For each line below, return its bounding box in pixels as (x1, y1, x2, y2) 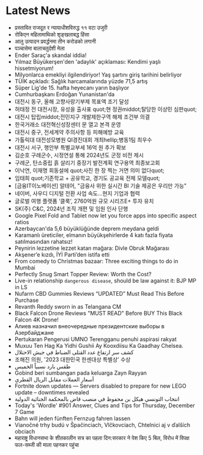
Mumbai (14, 264, 35, 271)
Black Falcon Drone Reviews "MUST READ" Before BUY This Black (14, 309, 183, 317)
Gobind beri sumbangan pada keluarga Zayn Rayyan (14, 369, 147, 377)
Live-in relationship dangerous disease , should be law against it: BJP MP (14, 277, 197, 284)
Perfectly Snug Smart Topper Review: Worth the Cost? (14, 270, 152, 277)
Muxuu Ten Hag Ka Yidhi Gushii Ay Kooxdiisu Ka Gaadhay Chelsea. (14, 342, 184, 349)
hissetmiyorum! (14, 64, 54, 72)
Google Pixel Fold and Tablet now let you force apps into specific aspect (14, 212, 197, 219)
